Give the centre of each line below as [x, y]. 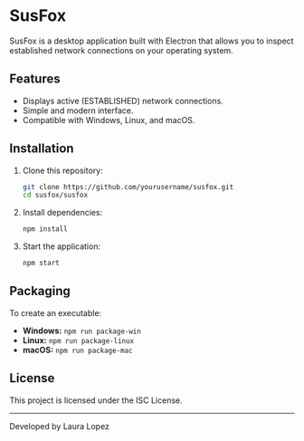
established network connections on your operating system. [121, 50]
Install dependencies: [62, 213]
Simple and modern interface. [78, 110]
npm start [41, 264]
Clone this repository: [62, 170]
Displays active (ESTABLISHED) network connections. [123, 101]
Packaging [40, 291]
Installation [42, 149]
